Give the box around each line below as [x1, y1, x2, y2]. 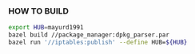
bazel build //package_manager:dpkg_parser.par [8, 31, 170, 39]
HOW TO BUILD [8, 6, 70, 17]
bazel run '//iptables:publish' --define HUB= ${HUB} [8, 38, 188, 47]
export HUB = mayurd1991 [8, 24, 84, 32]
